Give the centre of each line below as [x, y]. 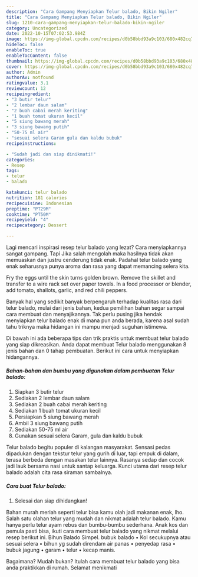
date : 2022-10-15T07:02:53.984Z [46, 34]
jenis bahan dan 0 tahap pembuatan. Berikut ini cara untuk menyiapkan [93, 351]
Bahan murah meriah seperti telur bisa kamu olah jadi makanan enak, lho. [95, 512]
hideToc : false [25, 45]
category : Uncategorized [37, 28]
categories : [21, 160]
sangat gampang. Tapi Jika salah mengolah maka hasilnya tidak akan [90, 254]
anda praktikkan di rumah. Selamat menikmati [62, 568]
